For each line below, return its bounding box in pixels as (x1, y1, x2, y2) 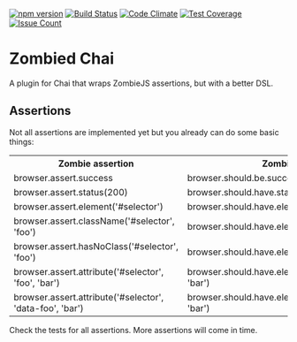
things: (9, 136, 34, 147)
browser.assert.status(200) (13, 186, 128, 198)
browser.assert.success (13, 171, 113, 184)
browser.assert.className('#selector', (13, 215, 175, 227)
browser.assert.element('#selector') (13, 200, 164, 212)
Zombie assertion (57, 157, 134, 170)
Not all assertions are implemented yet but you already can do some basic (9, 126, 280, 137)
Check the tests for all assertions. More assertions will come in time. (9, 324, 258, 335)
